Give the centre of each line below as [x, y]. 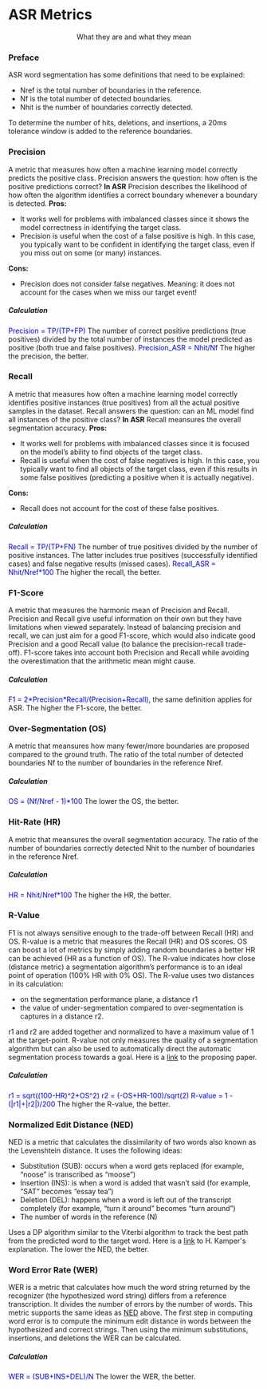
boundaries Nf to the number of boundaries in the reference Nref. [116, 763]
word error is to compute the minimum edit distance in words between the [130, 1321]
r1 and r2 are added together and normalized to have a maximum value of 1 [131, 1031]
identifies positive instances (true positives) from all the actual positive [124, 402]
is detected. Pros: [37, 203]
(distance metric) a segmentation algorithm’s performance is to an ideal [126, 967]
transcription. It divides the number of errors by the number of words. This [131, 1304]
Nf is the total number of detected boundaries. [96, 99]
